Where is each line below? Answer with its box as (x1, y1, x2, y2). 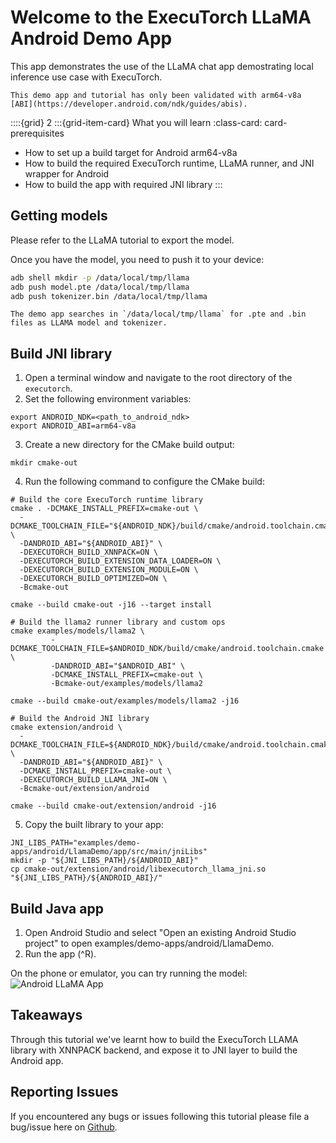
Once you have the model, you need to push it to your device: (10, 253, 265, 265)
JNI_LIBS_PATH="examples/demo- (10, 838, 141, 848)
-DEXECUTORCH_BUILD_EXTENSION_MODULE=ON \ (19, 565, 199, 575)
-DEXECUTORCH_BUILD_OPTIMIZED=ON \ (19, 574, 168, 584)
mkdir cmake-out (10, 458, 78, 468)
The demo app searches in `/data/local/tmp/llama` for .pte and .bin (10, 309, 307, 320)
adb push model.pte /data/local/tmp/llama (10, 282, 190, 292)
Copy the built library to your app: (24, 819, 164, 831)
